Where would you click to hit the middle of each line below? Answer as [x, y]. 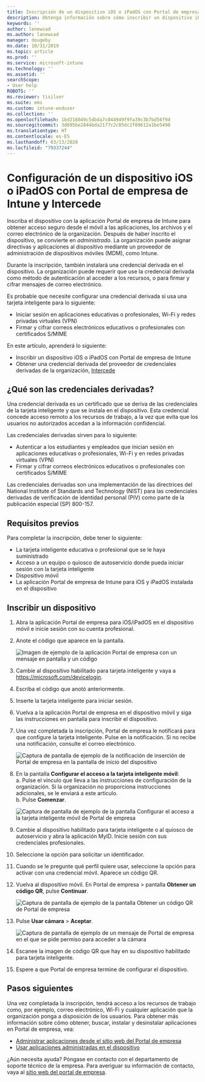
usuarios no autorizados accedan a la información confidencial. [86, 423]
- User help [22, 86]
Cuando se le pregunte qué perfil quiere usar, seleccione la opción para [106, 866]
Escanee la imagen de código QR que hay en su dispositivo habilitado [103, 951]
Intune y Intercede [54, 204]
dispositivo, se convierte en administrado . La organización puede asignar [99, 240]
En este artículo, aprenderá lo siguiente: [57, 345]
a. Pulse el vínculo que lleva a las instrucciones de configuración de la [103, 780]
